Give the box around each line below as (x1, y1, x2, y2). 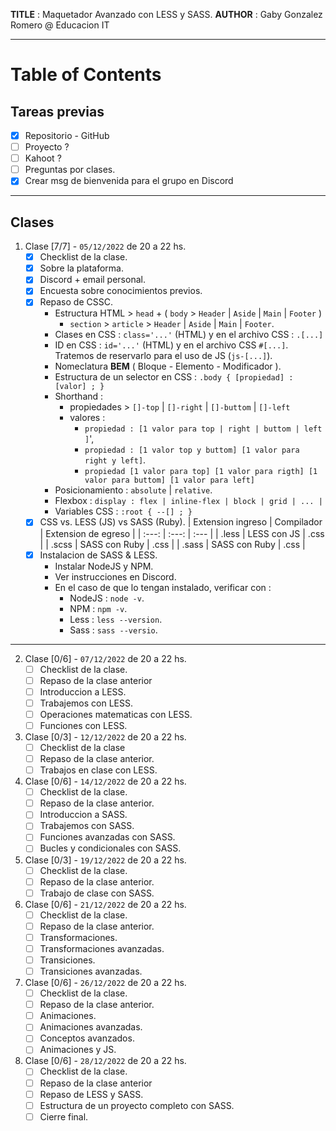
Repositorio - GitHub (24, 130, 110, 141)
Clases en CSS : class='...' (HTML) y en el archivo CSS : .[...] (54, 329, 324, 341)
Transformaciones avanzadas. (39, 942, 165, 954)
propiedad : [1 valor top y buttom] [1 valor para (84, 445, 300, 456)
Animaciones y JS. (39, 1044, 117, 1056)
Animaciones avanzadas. (39, 1021, 143, 1033)
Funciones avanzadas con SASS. (39, 831, 176, 843)
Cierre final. (39, 1110, 89, 1123)
